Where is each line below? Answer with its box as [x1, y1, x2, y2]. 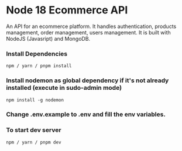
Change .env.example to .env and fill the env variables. [6, 110, 166, 118]
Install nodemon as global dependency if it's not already [6, 76, 169, 85]
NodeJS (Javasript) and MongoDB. [6, 35, 91, 42]
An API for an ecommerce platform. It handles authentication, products [6, 23, 177, 30]
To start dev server [6, 126, 61, 134]
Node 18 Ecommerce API [6, 3, 128, 17]
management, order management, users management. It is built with [6, 29, 171, 36]
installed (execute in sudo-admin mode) [6, 84, 122, 92]
